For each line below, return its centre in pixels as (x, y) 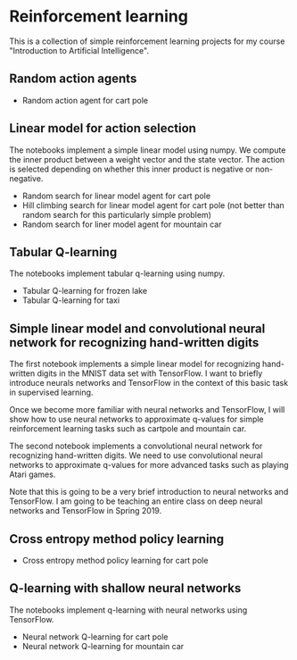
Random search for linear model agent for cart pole (116, 196)
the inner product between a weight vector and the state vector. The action (147, 159)
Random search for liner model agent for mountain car (122, 224)
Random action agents (73, 79)
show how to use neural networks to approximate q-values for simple (137, 419)
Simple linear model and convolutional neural (137, 328)
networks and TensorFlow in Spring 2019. (86, 511)
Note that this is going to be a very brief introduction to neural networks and (149, 492)
